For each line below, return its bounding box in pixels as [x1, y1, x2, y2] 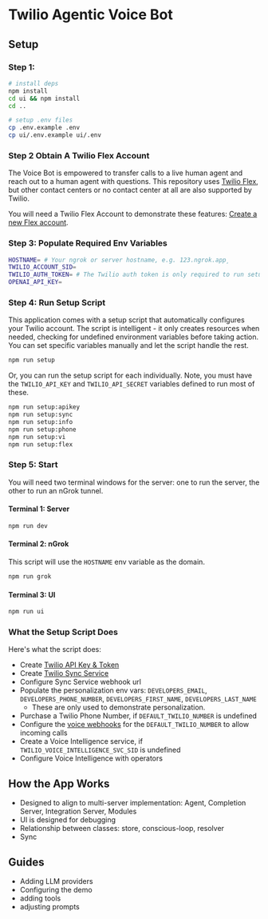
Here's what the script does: [8, 645, 101, 654]
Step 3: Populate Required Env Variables [8, 238, 167, 249]
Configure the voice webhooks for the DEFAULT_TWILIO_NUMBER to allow [19, 720, 250, 729]
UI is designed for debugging [19, 815, 116, 825]
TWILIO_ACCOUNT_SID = [8, 263, 77, 271]
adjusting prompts [19, 901, 80, 911]
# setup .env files [8, 116, 73, 125]
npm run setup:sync [8, 410, 73, 419]
